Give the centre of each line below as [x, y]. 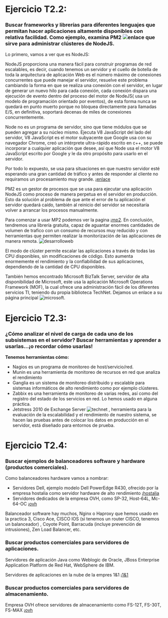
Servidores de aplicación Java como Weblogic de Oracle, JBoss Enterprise [82, 559]
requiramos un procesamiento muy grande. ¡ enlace [58, 179]
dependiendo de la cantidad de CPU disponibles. [55, 267]
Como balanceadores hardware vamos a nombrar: [57, 478]
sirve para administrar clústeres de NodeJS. [60, 44]
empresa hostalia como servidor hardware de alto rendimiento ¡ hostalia [86, 493]
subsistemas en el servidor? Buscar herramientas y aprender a [83, 340]
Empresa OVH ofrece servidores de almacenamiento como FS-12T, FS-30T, [83, 605]
